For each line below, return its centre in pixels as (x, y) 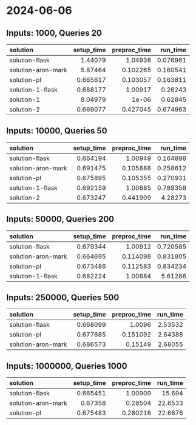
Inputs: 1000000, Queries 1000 (67, 366)
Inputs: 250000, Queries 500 (63, 298)
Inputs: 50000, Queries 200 (60, 219)
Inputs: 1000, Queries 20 (54, 33)
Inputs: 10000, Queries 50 (57, 131)
